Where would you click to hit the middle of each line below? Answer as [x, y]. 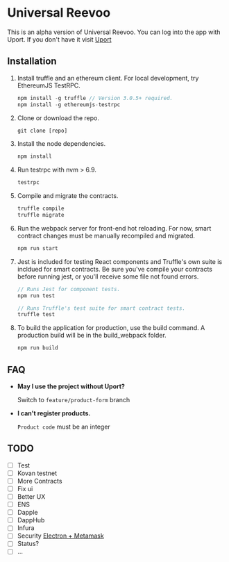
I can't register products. [54, 413]
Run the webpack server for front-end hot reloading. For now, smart [114, 228]
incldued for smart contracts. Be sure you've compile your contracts [115, 269]
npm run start [37, 248]
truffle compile [41, 209]
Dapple [27, 513]
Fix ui [25, 488]
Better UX [31, 497]
